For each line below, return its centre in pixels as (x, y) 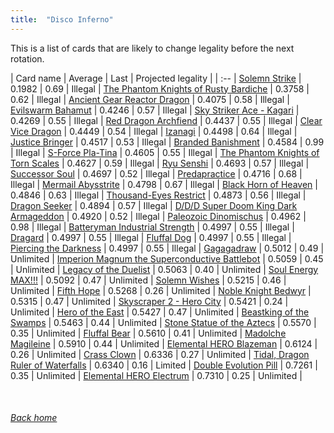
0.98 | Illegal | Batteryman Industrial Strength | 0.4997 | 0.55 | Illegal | (152, 227)
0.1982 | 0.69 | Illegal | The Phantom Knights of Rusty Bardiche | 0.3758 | (160, 88)
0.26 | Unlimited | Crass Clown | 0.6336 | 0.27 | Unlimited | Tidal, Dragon (160, 354)
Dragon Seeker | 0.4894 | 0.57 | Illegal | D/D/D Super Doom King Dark (154, 205)
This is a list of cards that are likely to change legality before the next (152, 48)
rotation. (27, 58)
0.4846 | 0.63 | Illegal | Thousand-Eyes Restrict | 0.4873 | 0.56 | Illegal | (158, 195)
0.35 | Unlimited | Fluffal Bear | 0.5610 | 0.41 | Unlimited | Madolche (148, 333)
